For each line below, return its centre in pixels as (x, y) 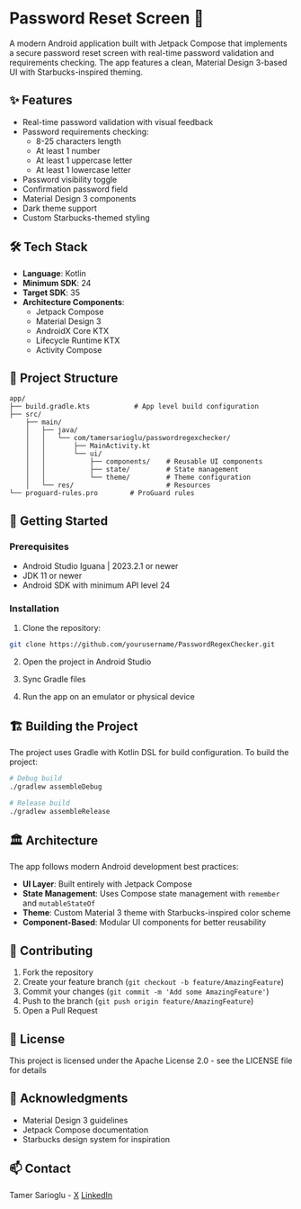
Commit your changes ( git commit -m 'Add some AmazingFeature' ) (146, 992)
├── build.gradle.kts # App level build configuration (134, 407)
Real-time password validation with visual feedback (118, 122)
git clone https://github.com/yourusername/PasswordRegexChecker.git (142, 645)
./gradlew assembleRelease (60, 811)
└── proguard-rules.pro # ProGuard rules (102, 493)
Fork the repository (58, 972)
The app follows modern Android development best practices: (124, 867)
